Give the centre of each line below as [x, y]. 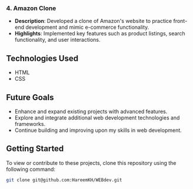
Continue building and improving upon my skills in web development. [98, 130]
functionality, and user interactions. [58, 40]
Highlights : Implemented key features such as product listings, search [100, 34]
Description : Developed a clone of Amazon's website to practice [93, 21]
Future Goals [30, 97]
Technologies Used [42, 58]
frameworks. [30, 124]
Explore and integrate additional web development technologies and [97, 117]
